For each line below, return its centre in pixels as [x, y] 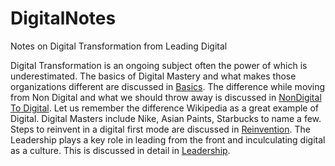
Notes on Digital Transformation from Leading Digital [119, 46]
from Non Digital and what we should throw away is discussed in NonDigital [166, 97]
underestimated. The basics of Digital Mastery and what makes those [153, 76]
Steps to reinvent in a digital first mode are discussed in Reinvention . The [160, 129]
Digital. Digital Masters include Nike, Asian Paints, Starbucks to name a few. [166, 118]
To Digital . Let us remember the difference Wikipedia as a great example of [165, 108]
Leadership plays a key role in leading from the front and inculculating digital [168, 139]
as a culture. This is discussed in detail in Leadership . [120, 150]
